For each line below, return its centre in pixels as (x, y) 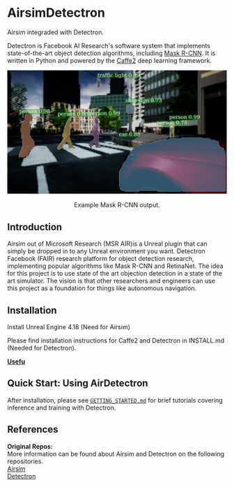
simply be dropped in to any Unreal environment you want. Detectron (106, 251)
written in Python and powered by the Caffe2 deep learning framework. (110, 60)
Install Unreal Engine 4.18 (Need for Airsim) (69, 327)
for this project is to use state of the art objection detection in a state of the (115, 274)
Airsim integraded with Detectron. (56, 32)
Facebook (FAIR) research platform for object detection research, (101, 259)
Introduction (35, 227)
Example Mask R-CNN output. (117, 205)
